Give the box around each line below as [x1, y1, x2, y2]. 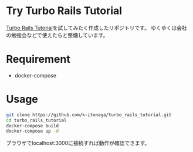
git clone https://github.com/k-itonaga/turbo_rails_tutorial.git [6, 112, 172, 118]
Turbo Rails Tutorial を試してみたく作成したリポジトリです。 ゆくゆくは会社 [6, 24, 187, 31]
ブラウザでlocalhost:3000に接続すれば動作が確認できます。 [6, 140, 150, 147]
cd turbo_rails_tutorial [6, 117, 67, 123]
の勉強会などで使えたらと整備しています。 [6, 31, 109, 39]
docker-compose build [6, 123, 59, 129]
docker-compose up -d [6, 128, 59, 134]
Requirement [6, 53, 70, 66]
